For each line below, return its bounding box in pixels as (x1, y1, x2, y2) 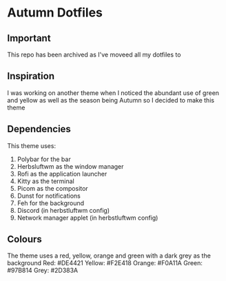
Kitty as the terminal (17, 177, 74, 185)
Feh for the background (17, 198, 85, 207)
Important (7, 32, 51, 44)
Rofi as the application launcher (17, 169, 107, 178)
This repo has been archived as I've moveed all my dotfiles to (7, 50, 181, 59)
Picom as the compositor (17, 184, 88, 192)
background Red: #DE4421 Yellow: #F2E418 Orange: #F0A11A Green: (7, 259, 203, 267)
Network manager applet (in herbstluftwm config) (17, 214, 158, 222)
